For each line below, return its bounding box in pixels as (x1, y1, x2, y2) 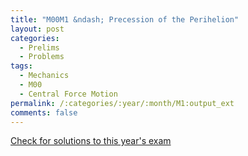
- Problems (19, 52, 65, 62)
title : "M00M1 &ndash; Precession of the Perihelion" (10, 14, 240, 25)
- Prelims (19, 42, 60, 53)
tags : (10, 61, 33, 71)
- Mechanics (19, 71, 70, 81)
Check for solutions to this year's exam (10, 135, 172, 147)
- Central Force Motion (19, 89, 118, 99)
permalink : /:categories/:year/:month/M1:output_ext (10, 98, 235, 108)
